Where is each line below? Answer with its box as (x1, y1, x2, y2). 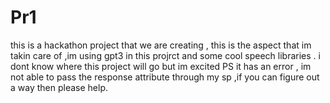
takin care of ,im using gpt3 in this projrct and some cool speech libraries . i (10, 49, 321, 61)
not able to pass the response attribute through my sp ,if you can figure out (10, 71, 320, 83)
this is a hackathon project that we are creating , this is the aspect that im (10, 39, 312, 51)
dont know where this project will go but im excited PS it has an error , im (10, 60, 312, 72)
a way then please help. (10, 81, 108, 93)
